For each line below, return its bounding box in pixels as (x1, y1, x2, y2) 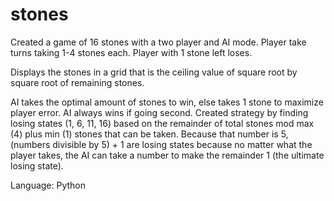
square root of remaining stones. (10, 76, 145, 88)
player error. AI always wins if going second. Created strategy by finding (10, 106, 309, 118)
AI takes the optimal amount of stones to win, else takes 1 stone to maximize (10, 96, 324, 108)
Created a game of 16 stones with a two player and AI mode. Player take (10, 36, 307, 48)
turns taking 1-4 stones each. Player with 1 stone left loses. (10, 46, 253, 58)
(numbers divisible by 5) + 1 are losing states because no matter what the (10, 138, 313, 150)
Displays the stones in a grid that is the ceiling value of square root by (10, 66, 298, 78)
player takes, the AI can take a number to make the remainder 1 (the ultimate (10, 149, 325, 161)
